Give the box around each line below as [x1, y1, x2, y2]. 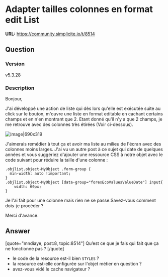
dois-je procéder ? [5, 202, 44, 209]
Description [5, 84, 35, 91]
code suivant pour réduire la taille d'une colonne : [5, 157, 108, 163]
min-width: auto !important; [10, 171, 71, 176]
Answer [5, 227, 31, 235]
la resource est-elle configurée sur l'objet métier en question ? [12, 260, 142, 266]
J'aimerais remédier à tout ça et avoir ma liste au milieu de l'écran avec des [5, 141, 161, 147]
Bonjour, [5, 95, 23, 101]
